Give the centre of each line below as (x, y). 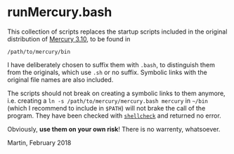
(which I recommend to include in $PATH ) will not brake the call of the (106, 108)
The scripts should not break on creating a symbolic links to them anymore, (117, 93)
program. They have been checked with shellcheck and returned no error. (114, 115)
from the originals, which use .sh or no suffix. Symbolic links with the (107, 72)
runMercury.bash (60, 12)
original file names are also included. (60, 79)
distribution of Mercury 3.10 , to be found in (69, 38)
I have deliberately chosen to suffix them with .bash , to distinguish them (111, 64)
